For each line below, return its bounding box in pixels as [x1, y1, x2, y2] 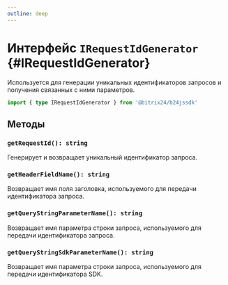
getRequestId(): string [7, 139, 89, 147]
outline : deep [7, 10, 49, 17]
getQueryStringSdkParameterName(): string [7, 248, 153, 256]
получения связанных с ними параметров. [7, 85, 135, 94]
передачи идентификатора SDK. [7, 270, 103, 279]
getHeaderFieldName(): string [7, 171, 110, 178]
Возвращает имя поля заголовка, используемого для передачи [7, 185, 197, 193]
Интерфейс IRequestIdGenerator [7, 40, 199, 56]
